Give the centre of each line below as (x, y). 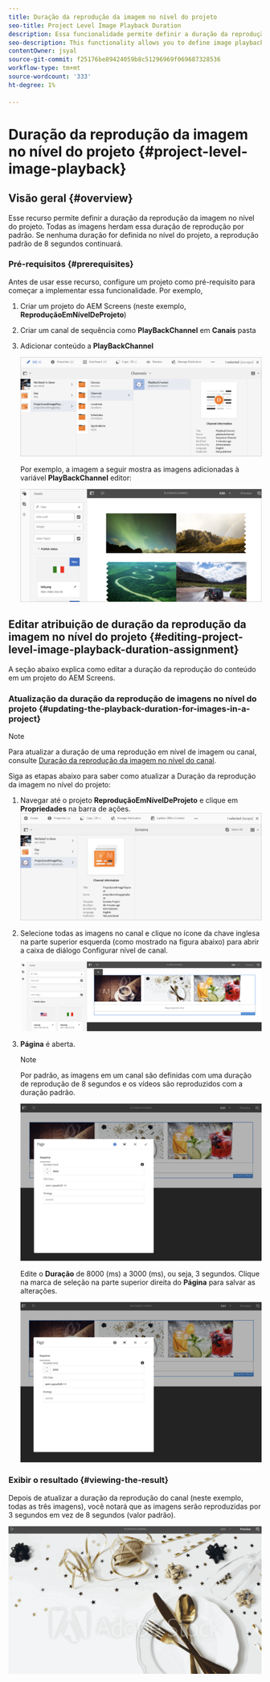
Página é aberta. (47, 1045)
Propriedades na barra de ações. (75, 808)
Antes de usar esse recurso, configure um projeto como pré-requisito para (132, 281)
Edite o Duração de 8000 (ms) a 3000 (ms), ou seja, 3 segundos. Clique (139, 1274)
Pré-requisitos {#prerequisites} (71, 264)
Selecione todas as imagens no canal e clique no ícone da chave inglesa (139, 933)
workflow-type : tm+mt (45, 69)
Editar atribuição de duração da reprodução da (127, 625)
